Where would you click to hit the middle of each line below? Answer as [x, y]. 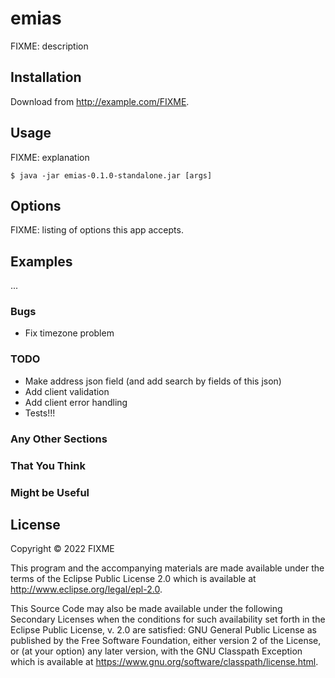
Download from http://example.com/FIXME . [100, 101]
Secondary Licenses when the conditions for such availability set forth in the [168, 619]
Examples [41, 261]
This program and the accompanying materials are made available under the [167, 568]
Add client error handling [76, 402]
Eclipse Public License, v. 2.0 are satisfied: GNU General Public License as [163, 630]
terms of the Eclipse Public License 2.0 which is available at [133, 579]
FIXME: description [49, 46]
